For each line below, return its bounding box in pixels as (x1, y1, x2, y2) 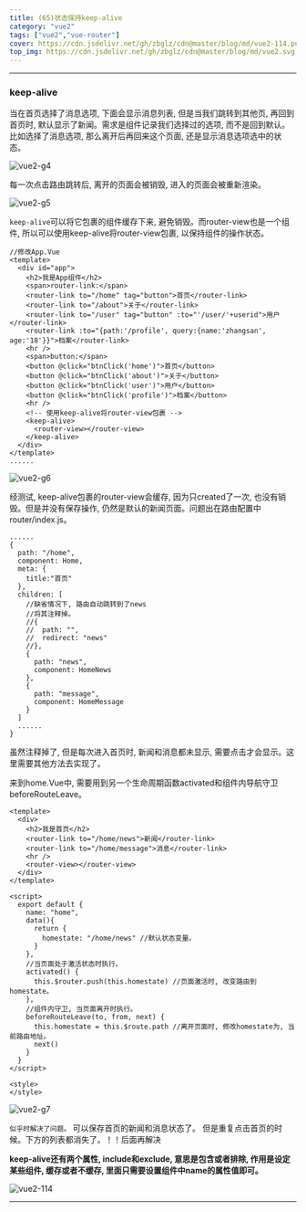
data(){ (25, 916, 55, 925)
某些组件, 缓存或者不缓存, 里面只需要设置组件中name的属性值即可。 (9, 1165, 264, 1176)
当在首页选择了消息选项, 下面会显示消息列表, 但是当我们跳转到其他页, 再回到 (9, 108, 294, 119)
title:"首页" (25, 574, 73, 584)
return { (33, 924, 67, 933)
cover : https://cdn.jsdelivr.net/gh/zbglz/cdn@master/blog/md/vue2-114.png (9, 38, 303, 48)
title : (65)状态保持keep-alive (9, 13, 123, 23)
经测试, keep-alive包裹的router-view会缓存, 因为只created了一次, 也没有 (9, 491, 279, 502)
